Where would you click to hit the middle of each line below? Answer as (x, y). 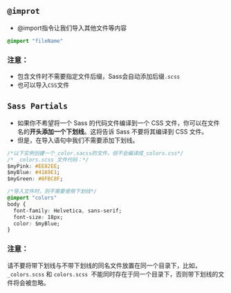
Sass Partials (37, 106)
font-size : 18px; (38, 217)
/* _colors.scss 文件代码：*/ (48, 160)
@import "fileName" (35, 41)
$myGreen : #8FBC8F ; (35, 179)
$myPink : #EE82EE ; (34, 166)
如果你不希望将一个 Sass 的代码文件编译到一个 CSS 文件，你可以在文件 (118, 123)
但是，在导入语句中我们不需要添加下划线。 (78, 140)
